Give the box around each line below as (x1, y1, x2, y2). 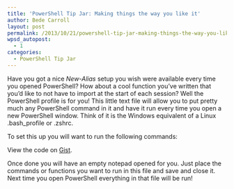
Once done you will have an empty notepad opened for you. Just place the (7, 159, 221, 167)
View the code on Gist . (7, 145, 72, 154)
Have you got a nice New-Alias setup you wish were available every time (7, 74, 216, 83)
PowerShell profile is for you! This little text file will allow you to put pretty (7, 97, 218, 105)
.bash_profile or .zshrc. (7, 119, 74, 127)
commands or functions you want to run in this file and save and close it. (7, 166, 216, 174)
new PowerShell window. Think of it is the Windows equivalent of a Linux (7, 111, 217, 120)
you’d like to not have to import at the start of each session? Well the (7, 89, 204, 97)
